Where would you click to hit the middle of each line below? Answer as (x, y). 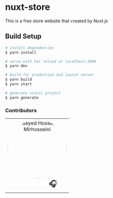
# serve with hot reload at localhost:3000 (51, 61)
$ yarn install (21, 52)
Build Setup (23, 36)
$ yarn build (19, 80)
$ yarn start (19, 84)
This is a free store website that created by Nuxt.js (56, 21)
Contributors (21, 110)
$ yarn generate (22, 98)
